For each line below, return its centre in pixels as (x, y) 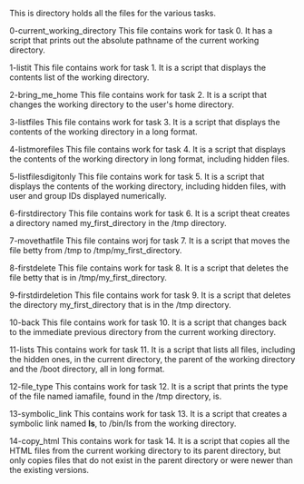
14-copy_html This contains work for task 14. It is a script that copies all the (150, 441)
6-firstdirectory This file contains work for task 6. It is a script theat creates (150, 213)
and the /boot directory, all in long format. (87, 369)
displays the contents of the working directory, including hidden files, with (148, 186)
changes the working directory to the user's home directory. (122, 104)
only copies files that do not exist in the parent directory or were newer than (151, 460)
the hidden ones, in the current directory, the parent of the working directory (152, 359)
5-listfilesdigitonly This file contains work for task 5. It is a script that (137, 177)
